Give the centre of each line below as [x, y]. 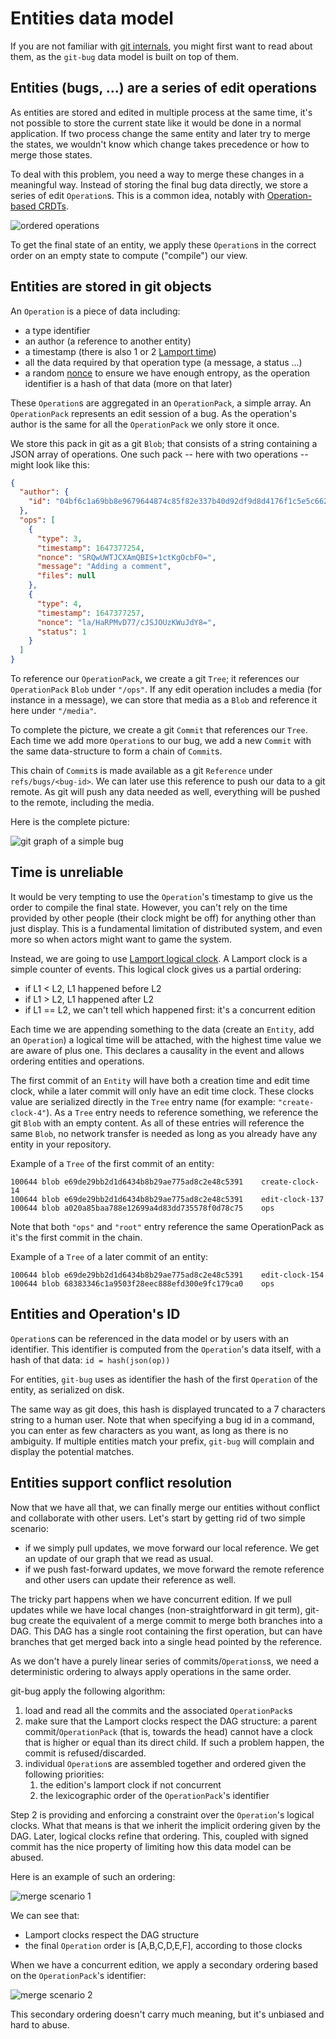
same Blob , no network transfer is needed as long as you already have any [164, 1133]
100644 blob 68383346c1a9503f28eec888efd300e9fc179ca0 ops [142, 1283]
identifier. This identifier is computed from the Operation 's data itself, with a [166, 1349]
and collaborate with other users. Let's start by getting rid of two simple [158, 1518]
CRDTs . [53, 206]
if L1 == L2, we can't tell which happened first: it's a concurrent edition [170, 1009]
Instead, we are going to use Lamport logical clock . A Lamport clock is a [159, 958]
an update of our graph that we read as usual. [119, 1558]
